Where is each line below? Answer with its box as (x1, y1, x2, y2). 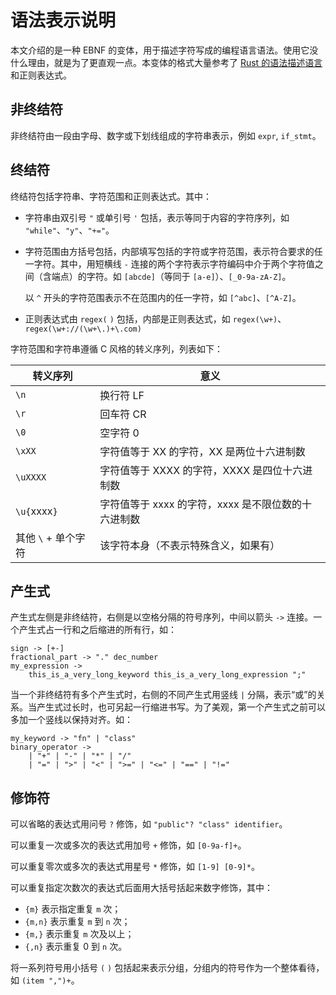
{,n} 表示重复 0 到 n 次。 (24, 941, 128, 953)
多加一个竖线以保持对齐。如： (10, 714, 133, 726)
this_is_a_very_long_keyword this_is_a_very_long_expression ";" (28, 670, 307, 680)
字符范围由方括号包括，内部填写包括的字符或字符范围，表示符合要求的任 (24, 245, 323, 257)
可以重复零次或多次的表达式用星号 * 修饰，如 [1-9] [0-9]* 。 (10, 861, 260, 873)
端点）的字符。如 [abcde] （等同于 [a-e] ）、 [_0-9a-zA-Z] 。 (51, 270, 292, 282)
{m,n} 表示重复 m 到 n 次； (24, 916, 131, 928)
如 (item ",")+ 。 (10, 974, 80, 986)
